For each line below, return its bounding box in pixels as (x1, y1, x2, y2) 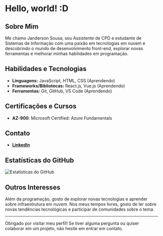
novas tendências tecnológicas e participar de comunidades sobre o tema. (5, 206, 154, 212)
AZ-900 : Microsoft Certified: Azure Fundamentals (12, 115, 113, 121)
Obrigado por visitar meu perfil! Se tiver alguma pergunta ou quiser (5, 220, 139, 226)
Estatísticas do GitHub (5, 156, 74, 164)
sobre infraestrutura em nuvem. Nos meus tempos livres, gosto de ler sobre (5, 201, 157, 207)
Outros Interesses (5, 183, 61, 191)
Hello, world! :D (5, 3, 69, 14)
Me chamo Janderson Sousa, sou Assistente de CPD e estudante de (5, 35, 142, 41)
